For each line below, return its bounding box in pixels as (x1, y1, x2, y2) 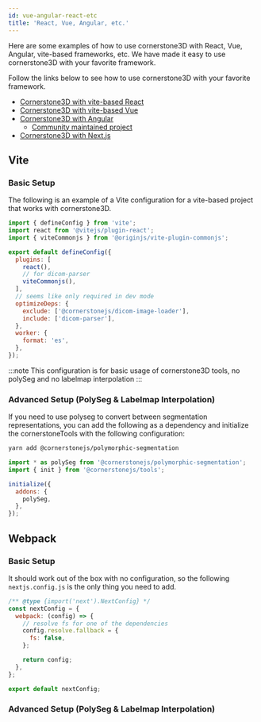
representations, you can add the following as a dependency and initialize (8, 421, 249, 430)
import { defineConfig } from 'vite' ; (8, 219, 136, 227)
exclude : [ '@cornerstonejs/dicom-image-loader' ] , (22, 307, 190, 315)
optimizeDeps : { (15, 299, 69, 308)
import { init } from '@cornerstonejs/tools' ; (8, 466, 165, 474)
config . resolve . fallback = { (22, 627, 119, 635)
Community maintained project (31, 122, 133, 132)
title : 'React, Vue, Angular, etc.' (8, 19, 129, 27)
